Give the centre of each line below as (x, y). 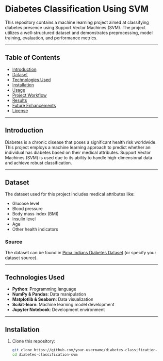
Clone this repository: (33, 341)
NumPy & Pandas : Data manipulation (49, 294)
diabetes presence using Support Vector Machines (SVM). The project (75, 27)
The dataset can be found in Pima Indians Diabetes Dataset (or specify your (81, 252)
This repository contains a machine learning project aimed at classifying (77, 22)
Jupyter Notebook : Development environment (58, 310)
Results (19, 100)
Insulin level (24, 219)
